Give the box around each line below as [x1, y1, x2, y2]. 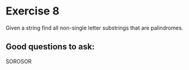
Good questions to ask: [5, 42, 95, 52]
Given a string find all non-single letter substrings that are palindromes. [5, 24, 184, 31]
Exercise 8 [5, 4, 60, 18]
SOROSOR [5, 57, 32, 65]
